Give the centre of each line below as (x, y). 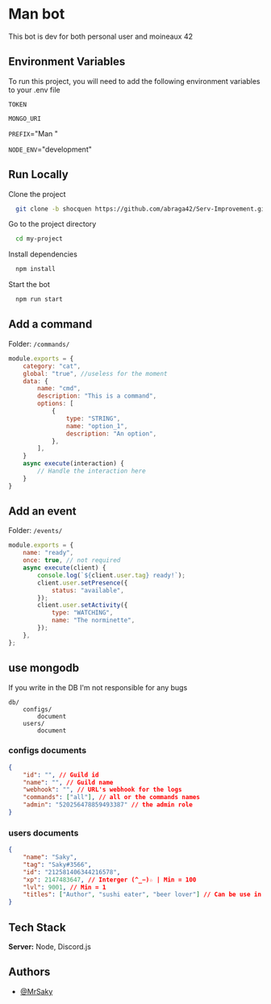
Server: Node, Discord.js (50, 947)
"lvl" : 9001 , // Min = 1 (65, 887)
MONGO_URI (25, 119)
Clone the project (37, 194)
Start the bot (29, 285)
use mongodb (44, 668)
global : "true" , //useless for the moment (95, 373)
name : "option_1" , (97, 426)
